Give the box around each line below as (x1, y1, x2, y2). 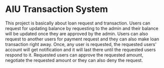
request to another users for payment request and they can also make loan (5, 36, 159, 42)
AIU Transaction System (5, 3, 108, 15)
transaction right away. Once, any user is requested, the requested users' (5, 41, 156, 47)
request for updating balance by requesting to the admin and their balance (5, 25, 158, 31)
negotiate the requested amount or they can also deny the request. (5, 57, 143, 63)
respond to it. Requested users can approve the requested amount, (5, 51, 143, 58)
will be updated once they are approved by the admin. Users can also (5, 30, 148, 36)
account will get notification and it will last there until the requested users (5, 46, 156, 52)
